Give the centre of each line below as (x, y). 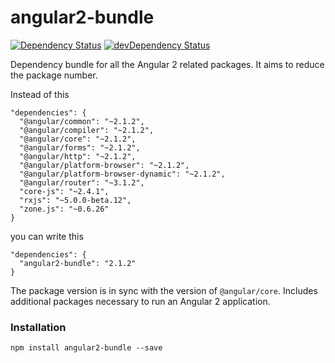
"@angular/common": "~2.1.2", (82, 121)
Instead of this (40, 94)
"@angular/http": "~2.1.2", (78, 156)
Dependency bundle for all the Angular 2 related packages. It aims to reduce (167, 64)
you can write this (47, 236)
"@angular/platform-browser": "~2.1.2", (104, 165)
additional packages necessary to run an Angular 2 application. (140, 301)
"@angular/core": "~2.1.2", (78, 139)
